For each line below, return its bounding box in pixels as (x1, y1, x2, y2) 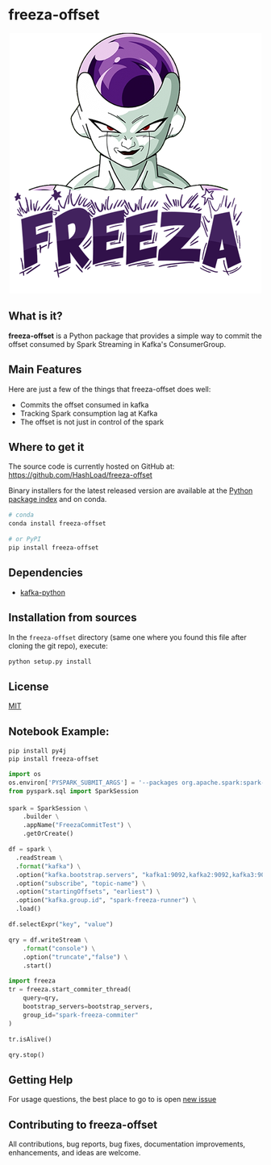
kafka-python (19, 587, 66, 597)
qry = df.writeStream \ (8, 936, 89, 944)
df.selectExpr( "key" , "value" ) (8, 921, 114, 929)
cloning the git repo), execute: (8, 641, 109, 650)
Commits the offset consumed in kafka (19, 399, 149, 409)
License (8, 679, 49, 693)
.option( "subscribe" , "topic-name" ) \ (15, 879, 147, 887)
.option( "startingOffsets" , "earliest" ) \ (15, 887, 161, 896)
